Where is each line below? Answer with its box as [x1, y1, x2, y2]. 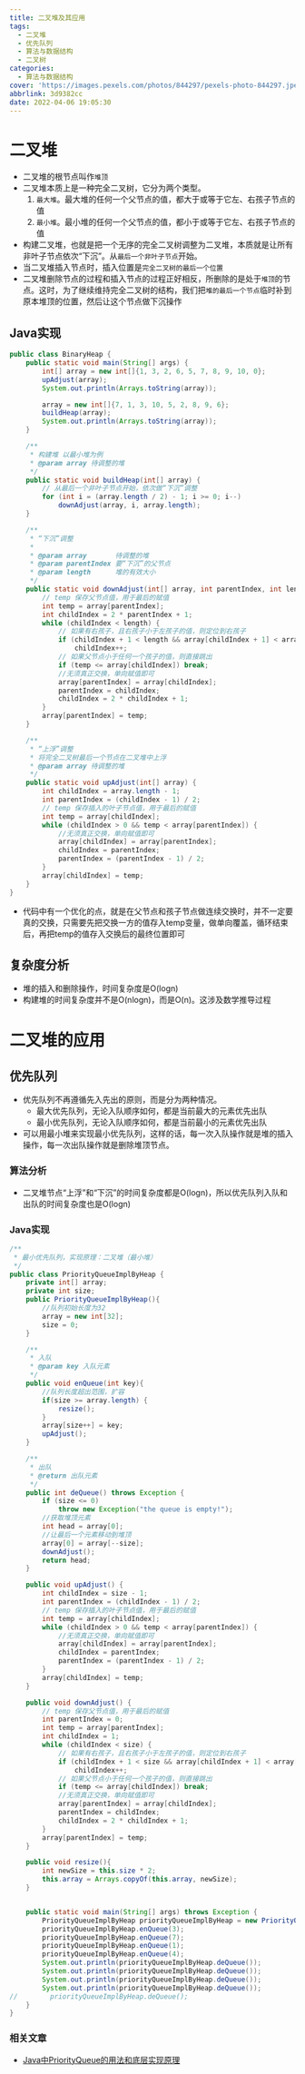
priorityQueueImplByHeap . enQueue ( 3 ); [42, 1924, 184, 1933]
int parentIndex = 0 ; [42, 1715, 124, 1725]
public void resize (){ [25, 1858, 112, 1867]
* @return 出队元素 [29, 1471, 98, 1480]
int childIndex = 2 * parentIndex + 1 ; [42, 610, 193, 619]
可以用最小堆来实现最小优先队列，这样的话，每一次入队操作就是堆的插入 [22, 1128, 293, 1139]
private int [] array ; [25, 1278, 107, 1287]
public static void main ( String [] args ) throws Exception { [25, 1907, 258, 1916]
